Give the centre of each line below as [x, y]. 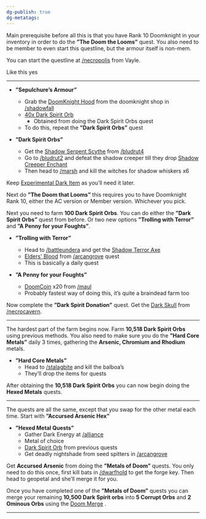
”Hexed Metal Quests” [44, 428]
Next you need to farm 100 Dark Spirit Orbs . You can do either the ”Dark [99, 213]
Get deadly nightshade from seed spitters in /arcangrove [96, 453]
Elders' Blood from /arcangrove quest [72, 256]
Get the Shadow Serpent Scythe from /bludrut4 [84, 151]
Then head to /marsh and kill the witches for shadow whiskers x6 [107, 171]
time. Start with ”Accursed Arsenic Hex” [58, 416]
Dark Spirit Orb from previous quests [71, 447]
